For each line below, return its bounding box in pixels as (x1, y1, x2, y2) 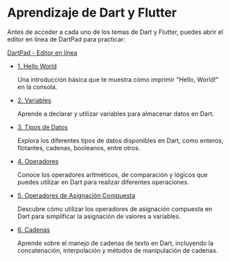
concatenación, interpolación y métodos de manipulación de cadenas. (17, 246, 218, 254)
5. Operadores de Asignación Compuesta (17, 191, 136, 199)
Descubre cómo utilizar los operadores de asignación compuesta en (17, 204, 213, 213)
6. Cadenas (17, 225, 51, 233)
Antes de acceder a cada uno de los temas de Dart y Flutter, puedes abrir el (7, 28, 224, 36)
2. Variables (17, 96, 52, 105)
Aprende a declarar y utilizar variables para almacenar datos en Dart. (17, 109, 215, 118)
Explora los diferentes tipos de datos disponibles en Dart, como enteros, (17, 136, 224, 145)
